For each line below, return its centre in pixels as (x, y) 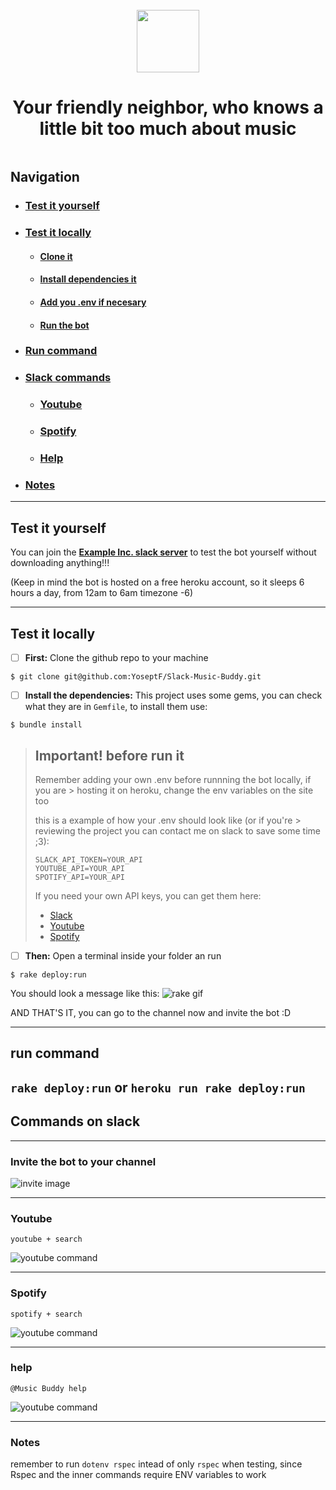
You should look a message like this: (85, 994)
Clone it (56, 256)
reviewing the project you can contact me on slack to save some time (177, 831)
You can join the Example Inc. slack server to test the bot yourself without (163, 552)
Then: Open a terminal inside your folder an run (123, 956)
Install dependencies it (88, 279)
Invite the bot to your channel (83, 1161)
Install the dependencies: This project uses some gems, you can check (173, 695)
